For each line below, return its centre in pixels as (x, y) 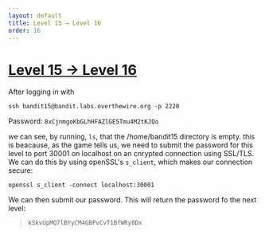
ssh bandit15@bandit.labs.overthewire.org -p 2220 (94, 107)
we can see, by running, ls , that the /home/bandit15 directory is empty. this (132, 137)
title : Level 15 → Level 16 (55, 23)
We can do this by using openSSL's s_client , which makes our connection (131, 162)
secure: (21, 170)
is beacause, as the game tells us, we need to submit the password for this (131, 145)
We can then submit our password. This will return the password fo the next (132, 200)
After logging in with (41, 92)
